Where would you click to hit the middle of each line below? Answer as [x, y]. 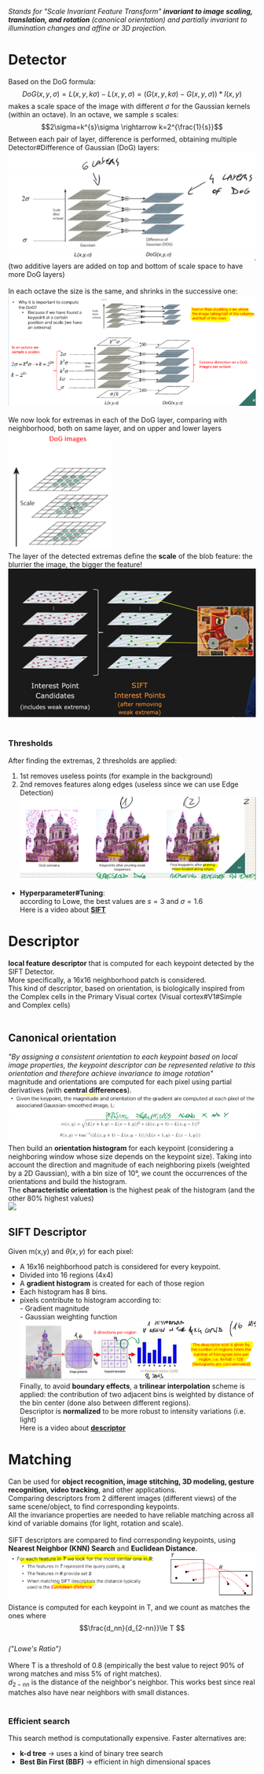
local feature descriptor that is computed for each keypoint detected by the [131, 963]
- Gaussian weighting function [68, 1316]
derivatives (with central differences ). [70, 1090]
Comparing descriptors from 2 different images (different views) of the [123, 1498]
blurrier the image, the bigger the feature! [75, 565]
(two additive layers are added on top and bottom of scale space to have [126, 266]
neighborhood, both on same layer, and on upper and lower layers [115, 429]
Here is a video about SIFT [62, 909]
